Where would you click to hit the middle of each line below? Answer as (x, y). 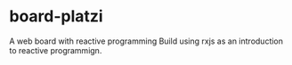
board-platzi (57, 16)
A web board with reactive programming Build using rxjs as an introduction (146, 41)
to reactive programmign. (56, 50)
